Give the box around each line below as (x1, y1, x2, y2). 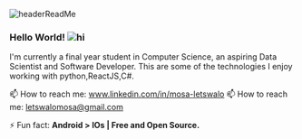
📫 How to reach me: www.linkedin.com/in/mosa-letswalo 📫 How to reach (9, 88, 288, 99)
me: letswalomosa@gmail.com (9, 102, 124, 113)
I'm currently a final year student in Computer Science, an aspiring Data (9, 51, 278, 62)
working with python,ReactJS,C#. (9, 70, 134, 81)
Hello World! (9, 31, 66, 43)
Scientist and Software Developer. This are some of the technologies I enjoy (9, 61, 293, 72)
